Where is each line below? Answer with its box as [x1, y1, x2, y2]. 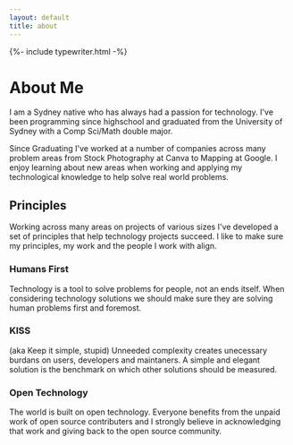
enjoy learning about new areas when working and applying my [9, 162, 243, 173]
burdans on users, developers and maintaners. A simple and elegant [9, 355, 261, 365]
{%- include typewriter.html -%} [9, 46, 128, 56]
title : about [9, 21, 58, 30]
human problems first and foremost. [9, 302, 142, 313]
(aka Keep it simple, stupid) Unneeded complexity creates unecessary [9, 345, 268, 355]
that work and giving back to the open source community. [9, 426, 222, 437]
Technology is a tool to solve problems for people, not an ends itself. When [9, 283, 285, 294]
